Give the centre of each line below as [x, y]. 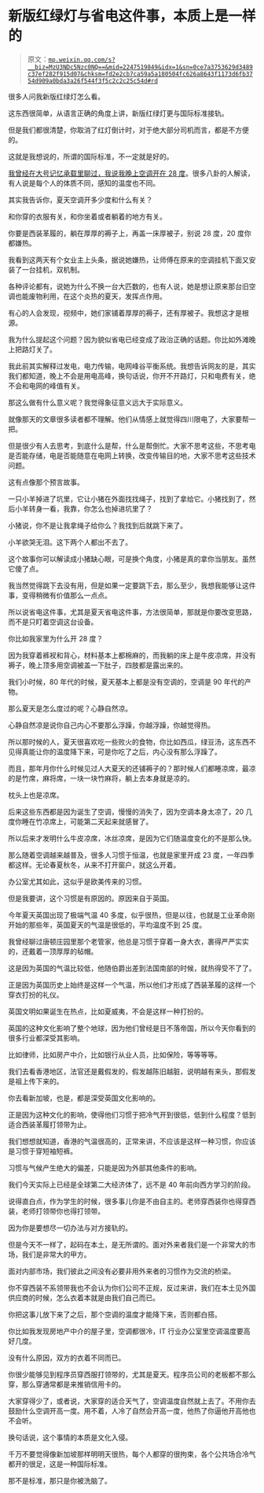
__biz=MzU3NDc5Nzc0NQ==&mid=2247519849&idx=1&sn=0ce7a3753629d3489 [140, 67]
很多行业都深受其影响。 [46, 1038]
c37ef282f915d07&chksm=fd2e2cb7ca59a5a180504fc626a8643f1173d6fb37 [140, 74]
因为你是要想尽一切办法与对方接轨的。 [70, 1228]
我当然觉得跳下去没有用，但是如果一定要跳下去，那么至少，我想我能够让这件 [132, 585]
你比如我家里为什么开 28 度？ [56, 638]
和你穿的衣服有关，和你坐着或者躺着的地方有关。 [87, 216]
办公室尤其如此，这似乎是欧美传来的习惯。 [77, 881]
